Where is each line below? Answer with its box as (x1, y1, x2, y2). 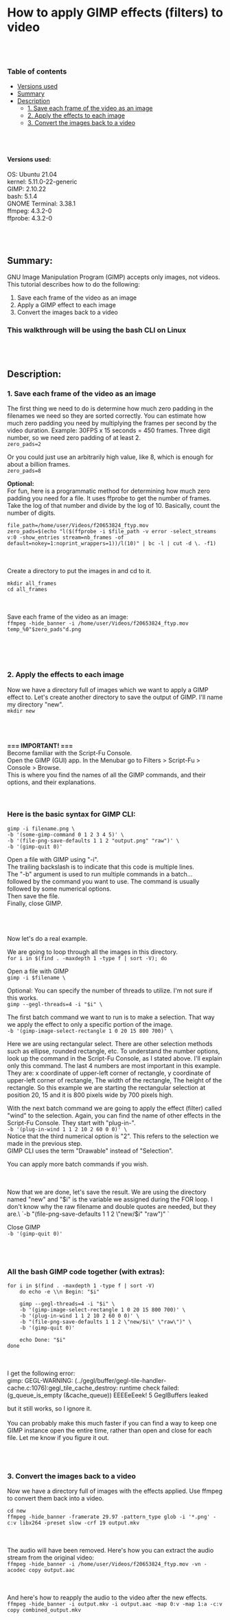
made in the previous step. (7, 1139, 82, 1147)
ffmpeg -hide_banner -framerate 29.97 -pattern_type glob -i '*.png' (7, 1513, 211, 1520)
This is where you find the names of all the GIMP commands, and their (7, 770, 206, 779)
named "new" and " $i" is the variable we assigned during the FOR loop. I (7, 1195, 213, 1203)
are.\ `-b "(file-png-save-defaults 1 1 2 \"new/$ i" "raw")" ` (7, 1210, 170, 1218)
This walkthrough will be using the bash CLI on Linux (7, 325, 187, 335)
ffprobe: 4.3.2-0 (7, 214, 53, 223)
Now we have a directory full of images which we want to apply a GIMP (7, 685, 209, 694)
